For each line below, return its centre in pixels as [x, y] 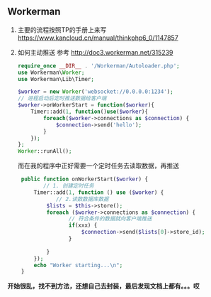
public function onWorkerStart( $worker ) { [85, 179]
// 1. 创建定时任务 [69, 186]
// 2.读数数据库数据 [82, 199]
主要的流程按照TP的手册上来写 [62, 29]
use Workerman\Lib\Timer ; [56, 79]
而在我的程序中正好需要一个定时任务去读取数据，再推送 [98, 166]
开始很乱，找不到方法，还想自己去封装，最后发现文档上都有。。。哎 [103, 286]
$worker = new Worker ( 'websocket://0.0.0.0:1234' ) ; [95, 92]
